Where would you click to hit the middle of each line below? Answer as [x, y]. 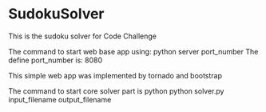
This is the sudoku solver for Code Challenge [83, 36]
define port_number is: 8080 [56, 60]
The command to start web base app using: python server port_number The [133, 51]
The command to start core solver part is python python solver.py [116, 91]
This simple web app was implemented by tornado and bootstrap [115, 75]
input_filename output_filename [60, 99]
